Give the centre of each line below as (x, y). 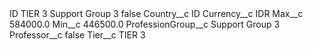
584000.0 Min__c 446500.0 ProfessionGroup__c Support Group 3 (145, 24)
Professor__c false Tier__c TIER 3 (77, 35)
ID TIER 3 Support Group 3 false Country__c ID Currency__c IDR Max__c (156, 13)
